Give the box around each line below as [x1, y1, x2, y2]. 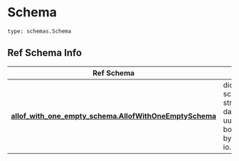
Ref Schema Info [7, 47, 83, 59]
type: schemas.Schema [7, 28, 72, 35]
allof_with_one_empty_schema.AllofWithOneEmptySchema [11, 111, 217, 121]
